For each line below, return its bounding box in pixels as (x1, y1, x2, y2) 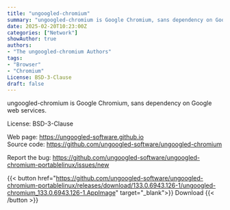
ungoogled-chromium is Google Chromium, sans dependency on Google (7, 99, 212, 107)
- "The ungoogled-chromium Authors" (7, 49, 112, 56)
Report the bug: (7, 154, 51, 162)
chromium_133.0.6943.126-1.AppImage (7, 189, 116, 197)
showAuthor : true (7, 36, 57, 43)
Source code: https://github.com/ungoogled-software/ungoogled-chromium (7, 140, 222, 148)
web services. (7, 106, 47, 115)
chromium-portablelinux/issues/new (7, 161, 110, 169)
